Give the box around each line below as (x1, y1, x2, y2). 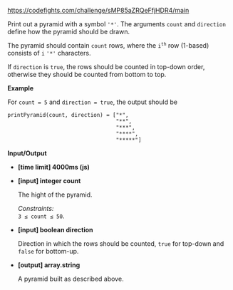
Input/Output (7, 149, 48, 157)
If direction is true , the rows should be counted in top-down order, (7, 63, 205, 71)
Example (7, 84, 34, 92)
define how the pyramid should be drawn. (7, 28, 130, 36)
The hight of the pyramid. (17, 190, 93, 199)
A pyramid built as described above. (17, 274, 124, 283)
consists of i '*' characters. (7, 49, 91, 57)
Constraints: (17, 204, 54, 212)
